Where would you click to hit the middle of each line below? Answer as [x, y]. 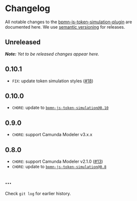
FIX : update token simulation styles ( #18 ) [53, 81]
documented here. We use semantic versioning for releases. [65, 27]
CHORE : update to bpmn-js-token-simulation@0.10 [60, 108]
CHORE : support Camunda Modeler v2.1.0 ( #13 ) [57, 161]
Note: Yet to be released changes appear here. [52, 54]
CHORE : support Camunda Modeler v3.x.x [52, 135]
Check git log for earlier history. [38, 193]
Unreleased [23, 42]
